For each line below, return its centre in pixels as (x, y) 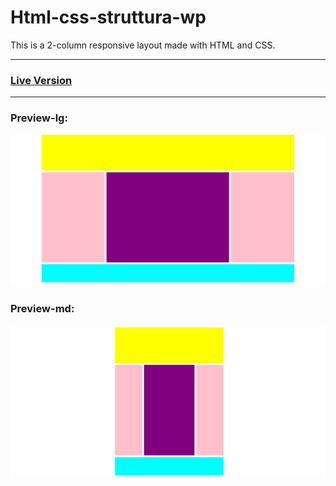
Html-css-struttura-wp (108, 17)
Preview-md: (42, 309)
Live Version (41, 80)
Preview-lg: (39, 118)
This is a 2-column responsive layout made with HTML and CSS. (143, 45)
